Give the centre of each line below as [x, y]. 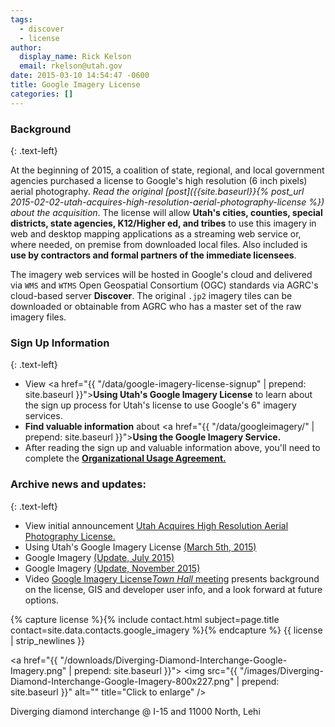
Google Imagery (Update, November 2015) [112, 568]
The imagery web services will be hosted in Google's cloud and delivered [161, 274]
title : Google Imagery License [75, 85]
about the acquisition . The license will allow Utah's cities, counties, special [166, 212]
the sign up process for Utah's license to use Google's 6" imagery [160, 405]
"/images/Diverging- [281, 670]
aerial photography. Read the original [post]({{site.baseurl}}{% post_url [157, 191]
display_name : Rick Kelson [75, 57]
